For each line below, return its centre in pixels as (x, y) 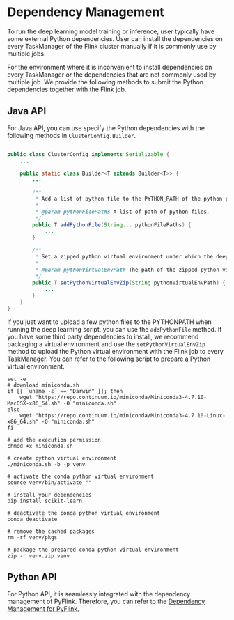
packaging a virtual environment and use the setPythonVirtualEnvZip (106, 344)
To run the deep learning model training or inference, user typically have (111, 31)
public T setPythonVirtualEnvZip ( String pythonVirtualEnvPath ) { (129, 283)
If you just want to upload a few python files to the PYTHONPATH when (109, 322)
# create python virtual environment (62, 458)
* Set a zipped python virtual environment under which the (124, 257)
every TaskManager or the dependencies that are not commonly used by (112, 75)
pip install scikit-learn (45, 501)
